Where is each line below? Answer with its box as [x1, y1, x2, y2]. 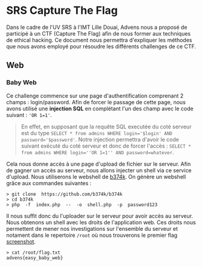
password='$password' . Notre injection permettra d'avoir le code [21, 136, 179, 143]
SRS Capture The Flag [6, 4, 118, 17]
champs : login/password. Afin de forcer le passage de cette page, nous [6, 98, 186, 105]
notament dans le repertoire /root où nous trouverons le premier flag [6, 231, 178, 239]
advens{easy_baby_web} [6, 254, 63, 261]
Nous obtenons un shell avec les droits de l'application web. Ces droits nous [6, 218, 196, 226]
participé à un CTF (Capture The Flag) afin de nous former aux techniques [6, 30, 191, 37]
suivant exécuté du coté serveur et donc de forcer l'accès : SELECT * [21, 142, 191, 149]
